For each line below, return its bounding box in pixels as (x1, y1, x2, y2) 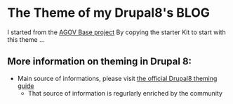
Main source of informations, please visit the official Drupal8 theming (17, 74, 218, 82)
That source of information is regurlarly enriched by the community (27, 89, 223, 97)
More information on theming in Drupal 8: (7, 56, 192, 68)
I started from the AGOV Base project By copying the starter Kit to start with (7, 28, 226, 36)
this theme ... (7, 35, 46, 43)
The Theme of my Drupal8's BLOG (7, 5, 211, 21)
